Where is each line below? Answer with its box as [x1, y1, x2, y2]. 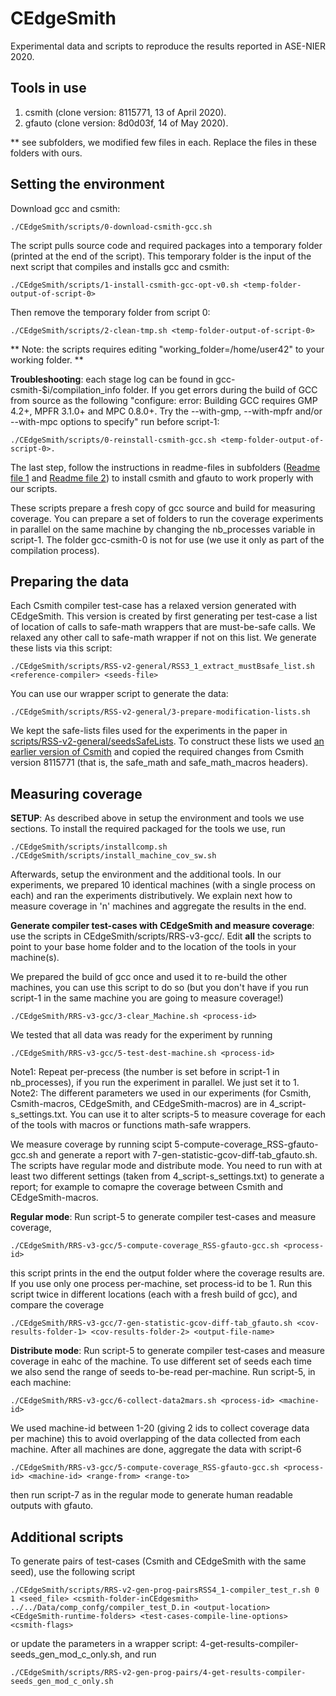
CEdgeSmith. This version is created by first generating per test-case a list [10, 610, 318, 622]
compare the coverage [10, 1299, 105, 1311]
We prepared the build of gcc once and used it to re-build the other [10, 971, 288, 983]
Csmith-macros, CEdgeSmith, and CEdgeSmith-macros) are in [10, 1098, 268, 1110]
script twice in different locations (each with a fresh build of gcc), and [10, 1288, 298, 1301]
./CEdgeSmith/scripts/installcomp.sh [10, 842, 168, 852]
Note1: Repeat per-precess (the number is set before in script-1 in [10, 1066, 280, 1078]
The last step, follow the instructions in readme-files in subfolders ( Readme [10, 461, 321, 473]
